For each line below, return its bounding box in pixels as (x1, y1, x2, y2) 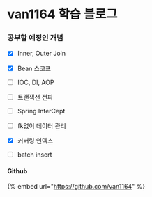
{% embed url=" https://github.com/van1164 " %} (7, 182, 145, 191)
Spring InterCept (17, 107, 66, 115)
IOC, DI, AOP (17, 78, 54, 86)
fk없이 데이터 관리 (17, 121, 66, 129)
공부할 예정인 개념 (7, 33, 64, 42)
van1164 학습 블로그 (7, 6, 118, 22)
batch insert (17, 150, 52, 159)
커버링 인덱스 (17, 136, 54, 145)
